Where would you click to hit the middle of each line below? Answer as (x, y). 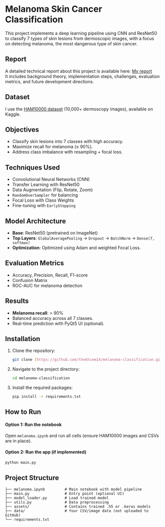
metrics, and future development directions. (50, 81)
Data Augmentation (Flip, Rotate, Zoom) (52, 190)
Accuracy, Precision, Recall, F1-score (50, 275)
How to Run (23, 412)
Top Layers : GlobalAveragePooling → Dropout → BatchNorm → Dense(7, (83, 238)
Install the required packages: (42, 387)
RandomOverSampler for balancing (45, 195)
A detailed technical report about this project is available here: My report (79, 71)
